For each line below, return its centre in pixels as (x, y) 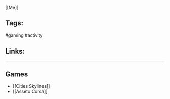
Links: (15, 51)
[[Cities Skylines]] (31, 86)
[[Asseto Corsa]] (30, 92)
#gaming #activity (24, 35)
